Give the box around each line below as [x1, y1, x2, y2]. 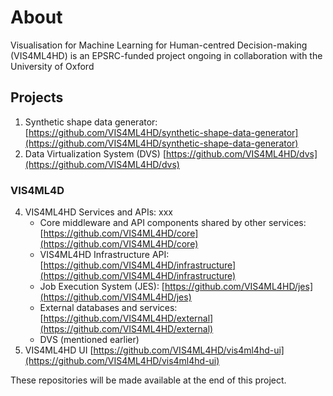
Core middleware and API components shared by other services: [39, 217, 307, 229]
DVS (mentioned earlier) [39, 334, 140, 346]
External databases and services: [39, 302, 178, 314]
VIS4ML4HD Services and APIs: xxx [24, 206, 173, 218]
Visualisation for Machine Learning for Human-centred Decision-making [10, 39, 308, 51]
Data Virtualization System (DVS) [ [24, 147, 167, 160]
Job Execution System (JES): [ [39, 281, 165, 293]
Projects [10, 89, 64, 106]
